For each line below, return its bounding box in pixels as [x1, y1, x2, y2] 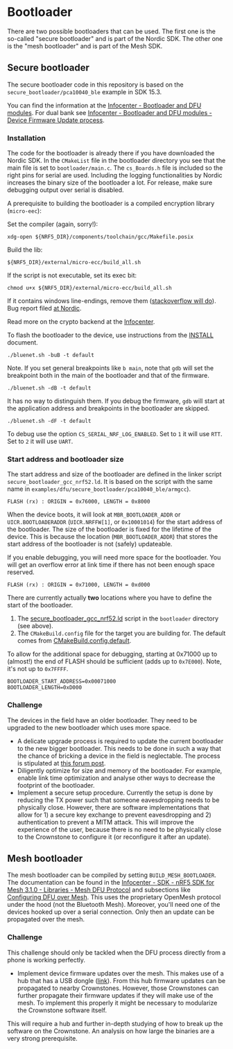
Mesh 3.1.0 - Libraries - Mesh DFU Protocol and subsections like [7, 885, 191, 894]
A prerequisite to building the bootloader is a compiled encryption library [7, 199, 215, 208]
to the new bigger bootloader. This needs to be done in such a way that [17, 744, 222, 752]
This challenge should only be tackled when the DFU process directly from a [7, 948, 226, 957]
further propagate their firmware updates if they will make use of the [17, 991, 214, 999]
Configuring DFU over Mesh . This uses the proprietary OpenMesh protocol [7, 893, 221, 901]
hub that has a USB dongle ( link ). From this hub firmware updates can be [17, 976, 226, 985]
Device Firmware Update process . [7, 116, 105, 124]
